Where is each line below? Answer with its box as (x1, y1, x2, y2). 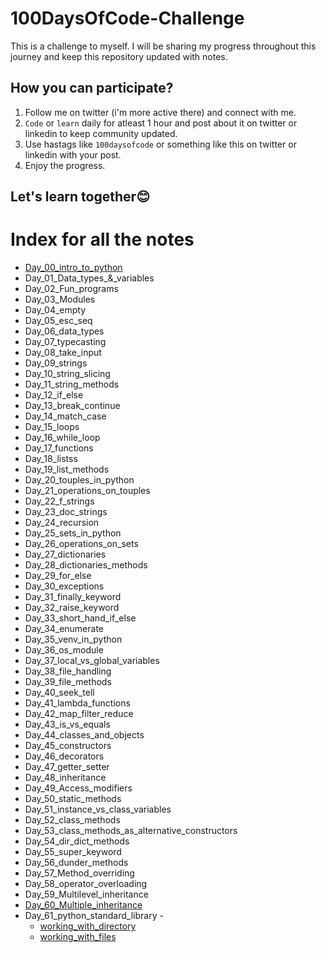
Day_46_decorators (24, 750, 105, 762)
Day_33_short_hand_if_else (24, 612, 137, 624)
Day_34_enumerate (24, 623, 105, 635)
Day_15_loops (24, 421, 80, 433)
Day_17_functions (24, 442, 94, 454)
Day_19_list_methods (24, 463, 110, 476)
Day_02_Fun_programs (24, 283, 119, 295)
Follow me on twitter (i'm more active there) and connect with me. (24, 106, 297, 118)
